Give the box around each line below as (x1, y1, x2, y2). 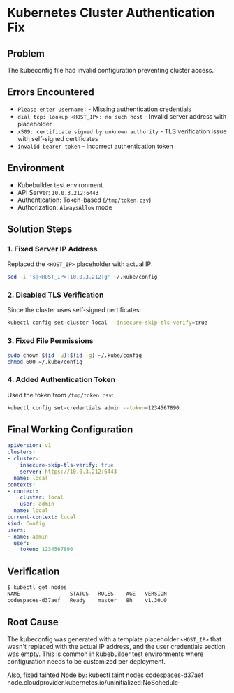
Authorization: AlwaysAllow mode (17, 203, 113, 211)
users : (7, 526, 27, 534)
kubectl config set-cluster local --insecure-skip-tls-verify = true (7, 319, 208, 326)
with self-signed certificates (17, 134, 99, 143)
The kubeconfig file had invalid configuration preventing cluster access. (7, 66, 214, 74)
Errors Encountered (7, 86, 94, 99)
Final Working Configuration (7, 423, 133, 435)
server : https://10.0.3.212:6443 (20, 468, 117, 475)
